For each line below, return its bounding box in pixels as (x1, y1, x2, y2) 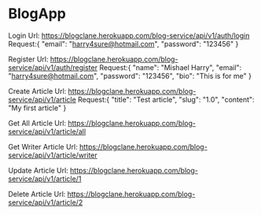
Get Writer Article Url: (8, 142, 78, 151)
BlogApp (8, 5, 67, 23)
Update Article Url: (8, 165, 68, 175)
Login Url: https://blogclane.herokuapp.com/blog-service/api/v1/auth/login (8, 31, 250, 40)
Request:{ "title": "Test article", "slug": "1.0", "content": (77, 95, 255, 104)
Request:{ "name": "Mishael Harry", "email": (99, 62, 242, 72)
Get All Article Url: (8, 118, 67, 128)
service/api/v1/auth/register (8, 62, 98, 72)
